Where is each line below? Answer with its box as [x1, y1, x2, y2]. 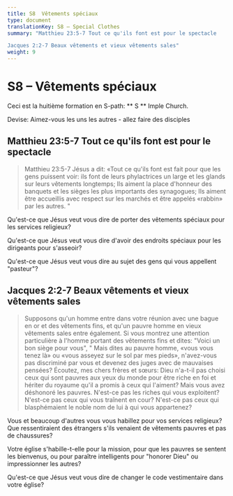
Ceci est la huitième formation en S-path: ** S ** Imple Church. [7, 102, 189, 110]
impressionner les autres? [7, 459, 82, 467]
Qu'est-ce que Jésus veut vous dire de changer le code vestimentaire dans [7, 473, 224, 481]
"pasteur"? [7, 264, 38, 272]
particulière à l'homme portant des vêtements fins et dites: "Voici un [24, 336, 220, 345]
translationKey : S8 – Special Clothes [7, 23, 120, 30]
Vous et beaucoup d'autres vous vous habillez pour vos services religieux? [7, 416, 223, 425]
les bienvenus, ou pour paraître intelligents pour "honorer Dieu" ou [7, 452, 199, 460]
